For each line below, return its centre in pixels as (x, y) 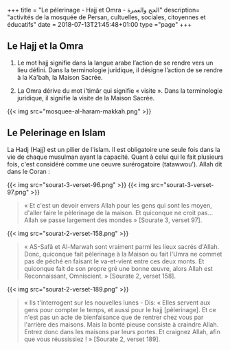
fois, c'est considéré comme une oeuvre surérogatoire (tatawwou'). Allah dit (115, 164)
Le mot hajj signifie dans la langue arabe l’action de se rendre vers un (115, 63)
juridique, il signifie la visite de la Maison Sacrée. (86, 98)
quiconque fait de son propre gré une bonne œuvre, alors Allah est (118, 268)
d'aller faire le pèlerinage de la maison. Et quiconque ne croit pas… (118, 212)
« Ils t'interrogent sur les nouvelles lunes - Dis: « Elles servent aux (117, 303)
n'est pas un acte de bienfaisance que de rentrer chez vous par (114, 317)
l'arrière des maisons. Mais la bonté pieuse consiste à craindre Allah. (121, 324)
